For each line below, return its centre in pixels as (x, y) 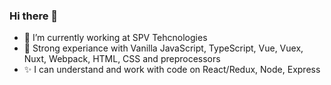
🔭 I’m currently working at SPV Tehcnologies (115, 38)
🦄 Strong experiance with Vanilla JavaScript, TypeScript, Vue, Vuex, (163, 48)
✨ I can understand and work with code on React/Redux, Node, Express (172, 70)
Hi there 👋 (34, 16)
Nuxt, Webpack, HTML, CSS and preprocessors (122, 59)
